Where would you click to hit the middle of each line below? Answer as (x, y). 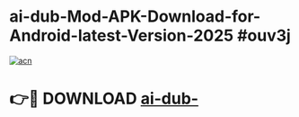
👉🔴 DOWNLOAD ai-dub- (104, 99)
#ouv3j (264, 36)
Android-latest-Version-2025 (122, 36)
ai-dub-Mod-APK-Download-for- (135, 17)
